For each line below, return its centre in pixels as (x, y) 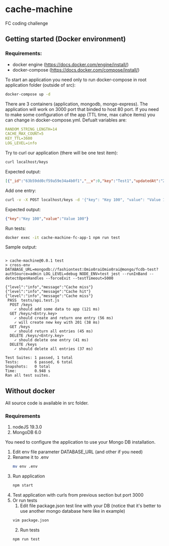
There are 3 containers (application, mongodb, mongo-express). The (77, 104)
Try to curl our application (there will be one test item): (62, 153)
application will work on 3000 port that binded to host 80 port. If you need (82, 109)
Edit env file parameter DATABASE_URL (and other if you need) (78, 452)
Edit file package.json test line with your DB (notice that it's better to (91, 506)
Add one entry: (21, 191)
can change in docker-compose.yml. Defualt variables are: (66, 120)
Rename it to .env (31, 457)
